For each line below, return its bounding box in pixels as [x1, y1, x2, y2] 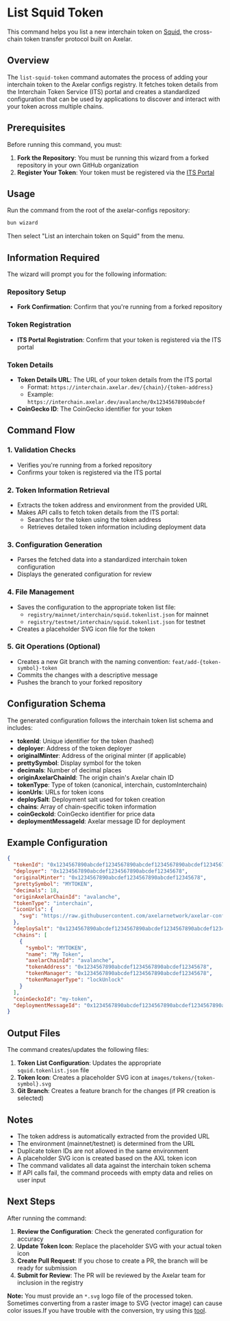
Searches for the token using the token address [27, 515, 162, 523]
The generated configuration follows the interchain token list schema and [7, 716, 214, 724]
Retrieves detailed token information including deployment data [27, 522, 207, 531]
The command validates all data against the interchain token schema [16, 1161, 211, 1169]
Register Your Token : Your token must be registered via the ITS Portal [16, 168, 214, 176]
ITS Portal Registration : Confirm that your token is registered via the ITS [16, 335, 222, 344]
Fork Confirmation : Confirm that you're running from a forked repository [16, 303, 222, 311]
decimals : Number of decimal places [16, 766, 122, 774]
